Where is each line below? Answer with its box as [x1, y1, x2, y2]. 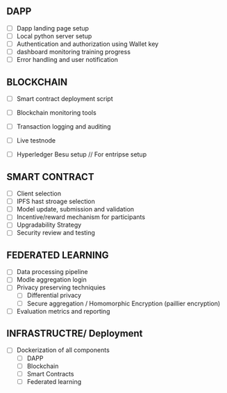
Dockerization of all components [16, 346, 110, 354]
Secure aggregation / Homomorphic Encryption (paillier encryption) [26, 299, 221, 307]
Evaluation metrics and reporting [16, 307, 110, 315]
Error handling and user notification [16, 56, 119, 64]
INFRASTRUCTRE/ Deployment [6, 328, 143, 339]
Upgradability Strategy [16, 220, 82, 229]
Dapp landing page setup [16, 24, 90, 32]
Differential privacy [26, 291, 81, 300]
